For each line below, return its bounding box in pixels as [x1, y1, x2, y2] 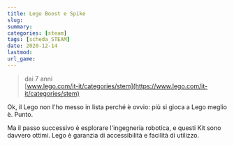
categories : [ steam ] [7, 29, 68, 37]
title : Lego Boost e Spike [7, 10, 86, 17]
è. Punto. [7, 110, 34, 118]
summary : [7, 23, 33, 30]
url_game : [7, 56, 36, 63]
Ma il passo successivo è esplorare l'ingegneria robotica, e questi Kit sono [7, 123, 221, 132]
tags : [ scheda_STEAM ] [7, 36, 71, 43]
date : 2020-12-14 [7, 42, 58, 49]
